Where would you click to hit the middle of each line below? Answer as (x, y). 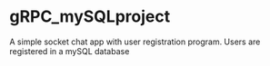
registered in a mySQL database (70, 51)
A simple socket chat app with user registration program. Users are (135, 42)
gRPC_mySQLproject (90, 17)
